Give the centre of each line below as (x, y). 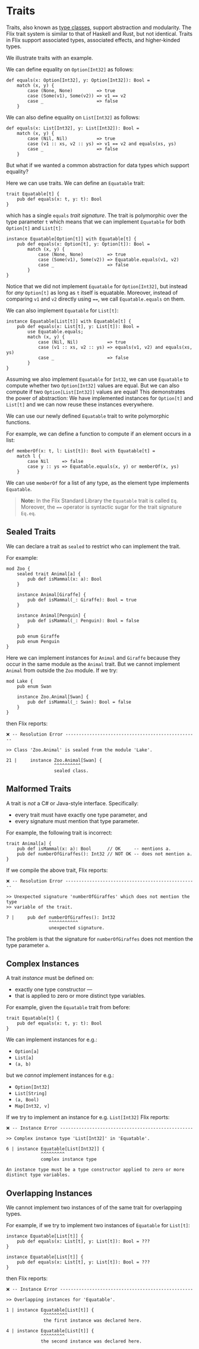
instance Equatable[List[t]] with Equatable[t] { (69, 321)
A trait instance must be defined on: (50, 978)
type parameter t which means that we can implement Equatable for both (96, 222)
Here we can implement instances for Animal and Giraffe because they (93, 657)
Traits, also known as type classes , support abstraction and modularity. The (99, 27)
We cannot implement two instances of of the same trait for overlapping (94, 1208)
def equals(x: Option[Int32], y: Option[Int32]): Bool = (78, 80)
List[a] (24, 1058)
